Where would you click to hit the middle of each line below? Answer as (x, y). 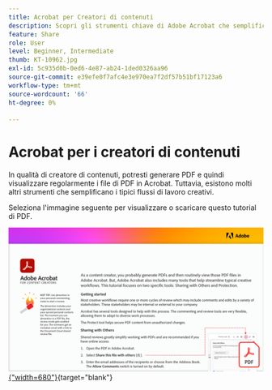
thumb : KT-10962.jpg (43, 60)
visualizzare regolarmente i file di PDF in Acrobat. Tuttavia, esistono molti (130, 183)
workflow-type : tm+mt (45, 85)
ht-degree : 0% (32, 103)
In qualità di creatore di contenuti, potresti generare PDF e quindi (116, 175)
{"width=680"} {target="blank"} (61, 377)
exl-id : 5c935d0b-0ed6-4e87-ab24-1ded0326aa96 (88, 69)
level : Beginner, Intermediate (61, 51)
